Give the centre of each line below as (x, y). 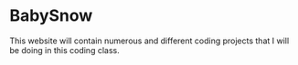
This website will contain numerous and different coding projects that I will (149, 41)
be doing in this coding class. (65, 50)
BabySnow (51, 16)
